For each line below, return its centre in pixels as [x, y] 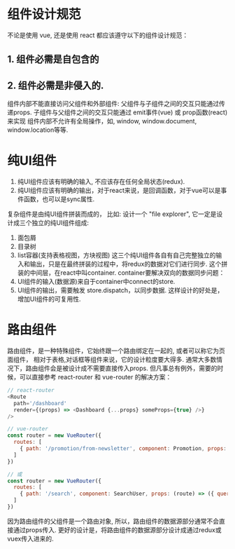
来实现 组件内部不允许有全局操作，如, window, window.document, [102, 121]
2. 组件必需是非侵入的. [56, 85]
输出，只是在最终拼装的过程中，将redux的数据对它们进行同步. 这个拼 [129, 264]
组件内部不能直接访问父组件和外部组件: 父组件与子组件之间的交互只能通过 [113, 104]
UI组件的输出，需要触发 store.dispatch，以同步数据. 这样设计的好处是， [120, 290]
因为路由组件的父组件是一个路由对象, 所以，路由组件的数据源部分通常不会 [113, 521]
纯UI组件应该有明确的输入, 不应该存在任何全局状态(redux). [101, 182]
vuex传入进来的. [30, 538]
